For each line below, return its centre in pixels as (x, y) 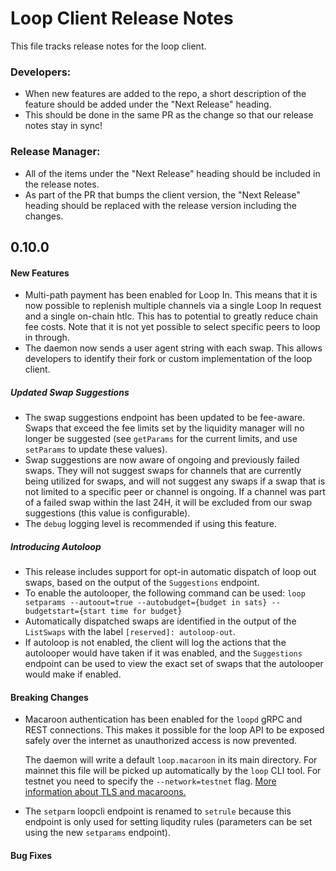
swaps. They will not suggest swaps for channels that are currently (163, 471)
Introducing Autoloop (56, 546)
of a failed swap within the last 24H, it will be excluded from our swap (168, 503)
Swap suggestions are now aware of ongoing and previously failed (162, 460)
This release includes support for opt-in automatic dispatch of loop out (170, 572)
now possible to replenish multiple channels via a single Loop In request (173, 306)
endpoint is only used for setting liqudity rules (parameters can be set (168, 822)
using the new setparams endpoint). (97, 833)
